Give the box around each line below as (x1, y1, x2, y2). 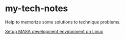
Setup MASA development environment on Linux (5, 28, 103, 34)
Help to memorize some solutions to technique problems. (5, 19, 121, 25)
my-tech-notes (5, 3, 68, 14)
